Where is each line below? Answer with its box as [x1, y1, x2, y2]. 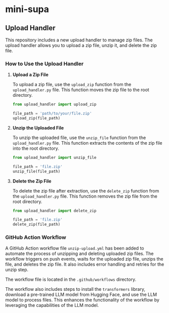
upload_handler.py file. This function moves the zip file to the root [12, 87, 150, 93]
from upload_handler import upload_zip [12, 102, 97, 107]
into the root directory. [12, 145, 60, 151]
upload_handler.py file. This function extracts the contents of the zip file [12, 140, 162, 146]
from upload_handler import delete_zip [12, 208, 97, 213]
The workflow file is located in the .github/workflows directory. [5, 276, 136, 283]
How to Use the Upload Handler [5, 60, 84, 67]
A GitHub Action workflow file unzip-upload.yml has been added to [5, 245, 144, 252]
